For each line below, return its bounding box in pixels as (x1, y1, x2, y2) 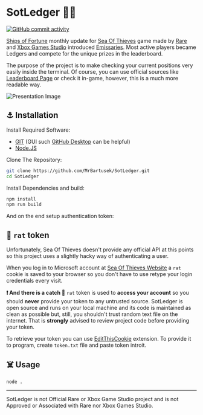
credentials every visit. (6, 277, 63, 285)
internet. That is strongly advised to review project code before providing (6, 317, 190, 324)
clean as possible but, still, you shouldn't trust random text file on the (6, 310, 178, 318)
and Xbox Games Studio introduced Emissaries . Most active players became (6, 43, 196, 51)
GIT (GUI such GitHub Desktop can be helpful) (14, 138, 131, 145)
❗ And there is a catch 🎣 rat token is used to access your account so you (6, 289, 189, 297)
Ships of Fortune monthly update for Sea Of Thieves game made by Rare (6, 37, 187, 44)
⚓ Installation (6, 110, 59, 120)
